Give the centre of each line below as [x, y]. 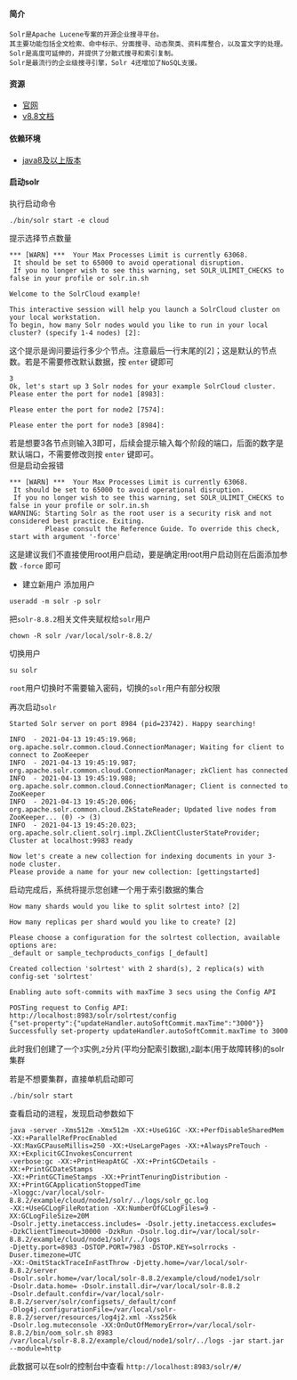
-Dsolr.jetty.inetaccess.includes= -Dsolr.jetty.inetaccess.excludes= [143, 1224]
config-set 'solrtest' [51, 976]
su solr [24, 670]
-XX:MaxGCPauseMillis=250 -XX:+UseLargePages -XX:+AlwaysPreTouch [135, 1146]
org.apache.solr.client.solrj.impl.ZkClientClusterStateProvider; [135, 833]
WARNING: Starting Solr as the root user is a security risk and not [141, 513]
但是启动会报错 [36, 465]
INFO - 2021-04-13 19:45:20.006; [73, 802]
